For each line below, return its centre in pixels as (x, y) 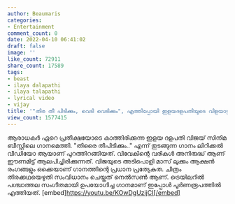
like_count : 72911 (34, 59)
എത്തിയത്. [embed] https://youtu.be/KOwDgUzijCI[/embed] (94, 192)
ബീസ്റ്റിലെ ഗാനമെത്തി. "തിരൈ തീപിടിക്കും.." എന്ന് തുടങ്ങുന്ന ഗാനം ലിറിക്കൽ (115, 145)
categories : (24, 20)
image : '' (22, 53)
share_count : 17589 (36, 66)
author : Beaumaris (34, 14)
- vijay (19, 105)
